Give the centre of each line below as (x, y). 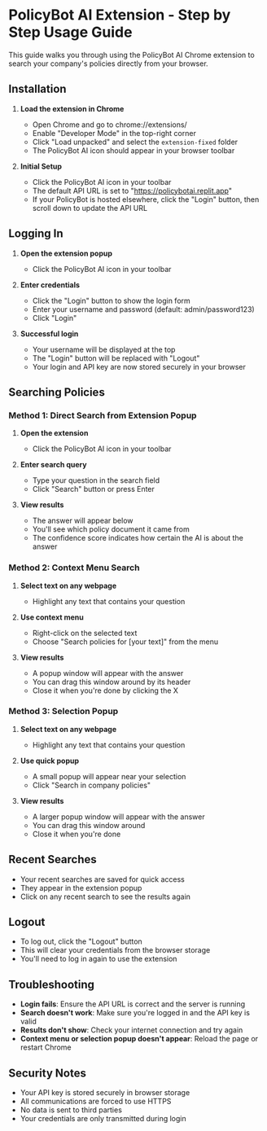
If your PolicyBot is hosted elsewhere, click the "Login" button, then (146, 199)
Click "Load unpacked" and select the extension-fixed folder (135, 142)
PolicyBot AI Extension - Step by (120, 15)
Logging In (36, 234)
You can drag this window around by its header (112, 682)
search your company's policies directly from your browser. (109, 64)
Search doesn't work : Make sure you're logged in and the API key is (135, 1013)
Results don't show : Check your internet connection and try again (131, 1030)
